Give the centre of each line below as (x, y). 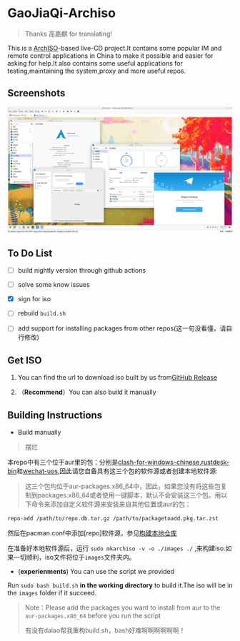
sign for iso (34, 299)
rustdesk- (215, 462)
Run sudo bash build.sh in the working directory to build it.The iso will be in (120, 585)
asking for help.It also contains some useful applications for (95, 63)
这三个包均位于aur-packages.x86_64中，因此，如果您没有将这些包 (123, 486)
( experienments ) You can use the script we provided (96, 571)
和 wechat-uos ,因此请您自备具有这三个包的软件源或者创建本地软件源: (117, 471)
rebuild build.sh (42, 313)
